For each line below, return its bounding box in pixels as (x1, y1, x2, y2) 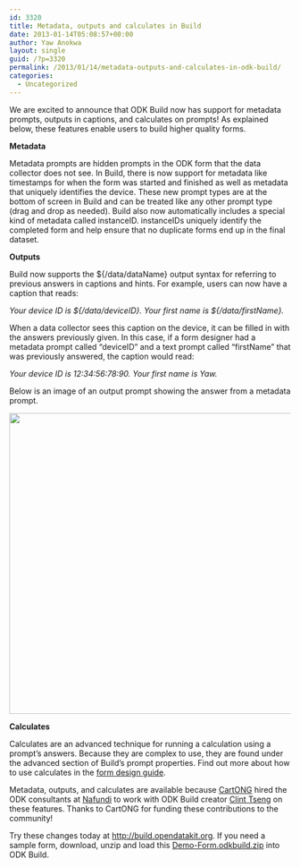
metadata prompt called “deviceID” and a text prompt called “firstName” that (9, 341, 291, 352)
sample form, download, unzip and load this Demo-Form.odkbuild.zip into (9, 839, 280, 850)
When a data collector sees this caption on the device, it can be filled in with (9, 322, 290, 333)
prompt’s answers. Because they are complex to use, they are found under (9, 748, 284, 759)
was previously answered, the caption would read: (9, 351, 195, 361)
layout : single (9, 47, 66, 55)
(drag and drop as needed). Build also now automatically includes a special (9, 205, 286, 216)
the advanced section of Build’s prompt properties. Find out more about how (9, 757, 290, 768)
